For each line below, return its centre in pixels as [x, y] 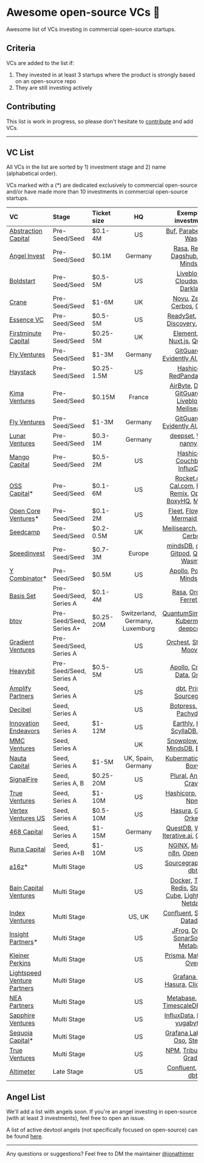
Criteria [21, 48]
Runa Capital [28, 849]
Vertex [19, 811]
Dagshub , [185, 256]
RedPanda [184, 376]
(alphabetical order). [32, 174]
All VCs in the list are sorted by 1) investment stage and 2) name [86, 167]
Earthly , [184, 724]
